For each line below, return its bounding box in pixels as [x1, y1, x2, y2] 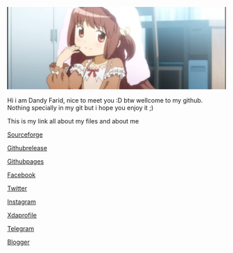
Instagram [7, 198, 36, 206]
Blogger [7, 238, 30, 246]
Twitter [7, 184, 28, 192]
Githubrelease [7, 143, 47, 152]
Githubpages [7, 157, 44, 166]
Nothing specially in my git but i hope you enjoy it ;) [7, 103, 154, 112]
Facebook [7, 171, 36, 179]
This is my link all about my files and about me [7, 116, 139, 125]
